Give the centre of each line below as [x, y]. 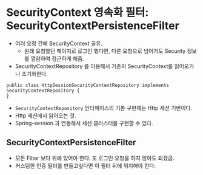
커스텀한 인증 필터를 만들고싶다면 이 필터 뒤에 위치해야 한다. [85, 165]
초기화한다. [35, 74]
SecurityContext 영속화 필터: [78, 12]
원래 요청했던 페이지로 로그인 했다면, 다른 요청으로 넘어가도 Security [105, 51]
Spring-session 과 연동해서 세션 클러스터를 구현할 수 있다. [84, 123]
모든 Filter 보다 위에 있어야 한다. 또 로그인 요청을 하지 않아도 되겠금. [95, 158]
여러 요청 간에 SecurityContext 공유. [59, 43]
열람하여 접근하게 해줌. [58, 58]
